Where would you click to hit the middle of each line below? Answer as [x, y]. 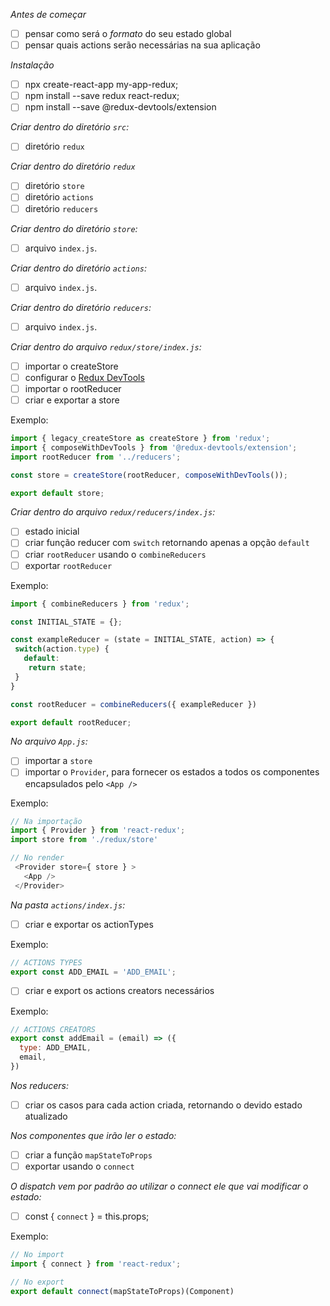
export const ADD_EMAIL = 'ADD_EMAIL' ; [93, 972]
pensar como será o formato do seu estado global [128, 33]
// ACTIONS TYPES [46, 962]
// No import [37, 1255]
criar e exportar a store [72, 400]
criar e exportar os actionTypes [89, 924]
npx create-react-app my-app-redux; [101, 85]
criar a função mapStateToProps [88, 1155]
